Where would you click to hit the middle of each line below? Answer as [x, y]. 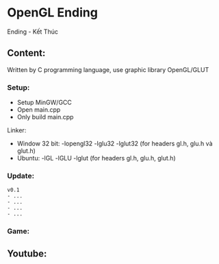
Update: [21, 176]
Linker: [17, 130]
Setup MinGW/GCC [44, 103]
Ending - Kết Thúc [33, 32]
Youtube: [27, 253]
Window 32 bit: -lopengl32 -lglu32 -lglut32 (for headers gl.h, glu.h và [115, 144]
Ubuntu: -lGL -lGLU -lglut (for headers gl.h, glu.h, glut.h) [96, 158]
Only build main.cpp [45, 117]
